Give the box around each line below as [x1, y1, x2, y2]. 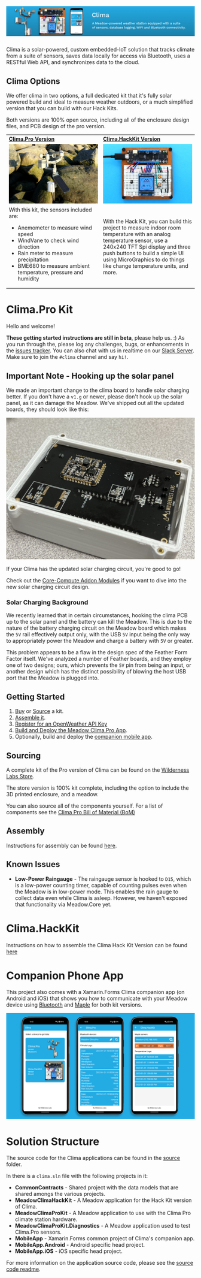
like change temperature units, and [103, 262, 188, 269]
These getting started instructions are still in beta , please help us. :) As [6, 334, 185, 342]
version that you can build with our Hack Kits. [6, 105, 118, 112]
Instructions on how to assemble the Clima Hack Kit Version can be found [6, 941, 188, 948]
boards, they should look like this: [6, 406, 89, 413]
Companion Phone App [6, 969, 124, 982]
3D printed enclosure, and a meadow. [6, 790, 99, 797]
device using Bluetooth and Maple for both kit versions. [6, 1001, 142, 1008]
